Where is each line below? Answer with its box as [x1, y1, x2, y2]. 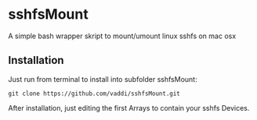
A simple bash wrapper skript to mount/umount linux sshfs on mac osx [8, 31, 237, 41]
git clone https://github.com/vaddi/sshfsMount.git [8, 90, 180, 97]
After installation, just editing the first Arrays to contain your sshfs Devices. [8, 103, 250, 112]
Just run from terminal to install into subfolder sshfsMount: [8, 74, 197, 83]
